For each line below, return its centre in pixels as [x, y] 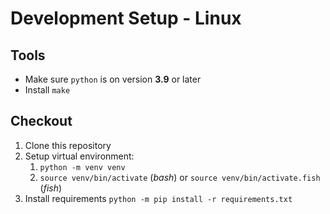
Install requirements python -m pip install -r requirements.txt [158, 198]
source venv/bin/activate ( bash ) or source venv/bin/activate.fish [180, 177]
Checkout [41, 121]
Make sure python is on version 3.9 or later [113, 79]
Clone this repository [68, 145]
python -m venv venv [82, 167]
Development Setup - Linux [126, 18]
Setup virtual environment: [79, 156]
